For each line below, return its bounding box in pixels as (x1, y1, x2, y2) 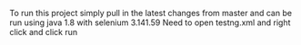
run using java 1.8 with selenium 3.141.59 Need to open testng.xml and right (9, 17, 291, 28)
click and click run (9, 27, 78, 37)
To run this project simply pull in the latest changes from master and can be (9, 8, 293, 18)
